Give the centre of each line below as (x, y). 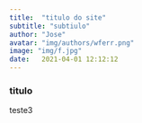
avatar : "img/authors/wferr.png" (72, 43)
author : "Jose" (38, 34)
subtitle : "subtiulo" (50, 26)
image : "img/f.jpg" (46, 51)
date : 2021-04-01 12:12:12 (64, 59)
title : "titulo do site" (58, 18)
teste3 (21, 110)
